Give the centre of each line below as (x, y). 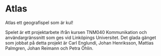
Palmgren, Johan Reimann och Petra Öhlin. (49, 48)
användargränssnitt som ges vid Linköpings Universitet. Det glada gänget (81, 37)
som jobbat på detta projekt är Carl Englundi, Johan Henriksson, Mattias (79, 42)
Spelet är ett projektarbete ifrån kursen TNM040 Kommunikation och (76, 32)
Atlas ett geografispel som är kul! (39, 22)
